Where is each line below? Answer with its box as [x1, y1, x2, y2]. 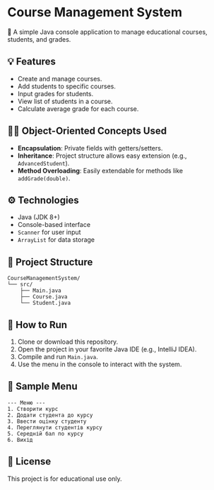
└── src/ [7, 281, 33, 288]
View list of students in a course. [17, 97, 113, 105]
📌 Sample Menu [7, 380, 78, 392]
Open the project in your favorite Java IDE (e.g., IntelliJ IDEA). [17, 345, 197, 354]
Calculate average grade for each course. [17, 104, 139, 113]
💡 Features [7, 56, 57, 68]
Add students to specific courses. [17, 82, 117, 91]
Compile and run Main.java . [17, 353, 99, 361]
